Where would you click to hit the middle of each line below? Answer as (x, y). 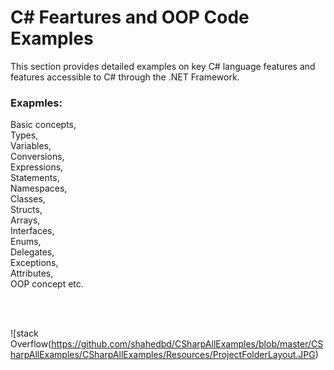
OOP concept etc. (47, 284)
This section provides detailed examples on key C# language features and (163, 66)
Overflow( (31, 344)
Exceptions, (34, 263)
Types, (24, 135)
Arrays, (25, 220)
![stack (24, 333)
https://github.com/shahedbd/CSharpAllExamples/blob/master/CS (187, 344)
